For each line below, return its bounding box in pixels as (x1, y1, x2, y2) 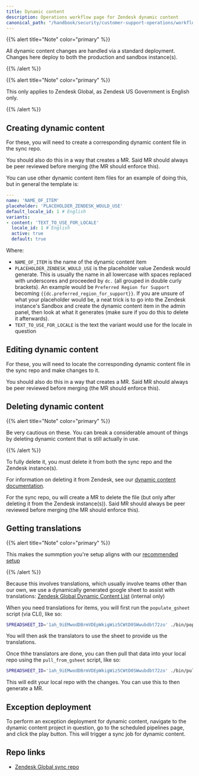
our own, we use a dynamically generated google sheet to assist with (6, 586, 175, 593)
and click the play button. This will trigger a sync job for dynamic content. (6, 730, 185, 737)
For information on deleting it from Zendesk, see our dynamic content (6, 476, 176, 483)
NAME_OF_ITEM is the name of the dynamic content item (14, 258, 147, 265)
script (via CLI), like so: (6, 610, 62, 617)
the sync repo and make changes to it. (6, 367, 100, 374)
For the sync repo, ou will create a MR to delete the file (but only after (6, 493, 176, 501)
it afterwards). (14, 315, 49, 322)
